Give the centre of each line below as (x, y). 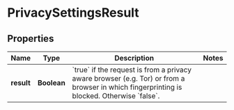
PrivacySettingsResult (73, 13)
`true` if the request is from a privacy (132, 70)
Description (134, 58)
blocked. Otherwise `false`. (116, 96)
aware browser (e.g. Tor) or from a (128, 78)
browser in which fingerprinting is (127, 87)
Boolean (52, 83)
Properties (31, 39)
